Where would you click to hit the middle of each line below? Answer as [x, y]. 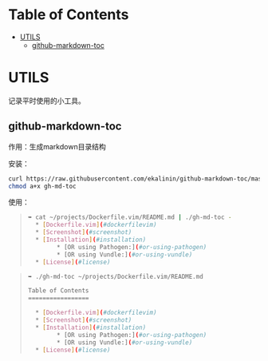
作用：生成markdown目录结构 [57, 146]
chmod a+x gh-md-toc [43, 186]
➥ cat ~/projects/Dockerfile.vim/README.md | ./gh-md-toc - [130, 217]
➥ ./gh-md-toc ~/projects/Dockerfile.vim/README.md [115, 276]
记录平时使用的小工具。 [47, 101]
